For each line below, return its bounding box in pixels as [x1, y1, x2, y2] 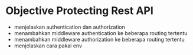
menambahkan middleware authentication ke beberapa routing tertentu [14, 29, 188, 36]
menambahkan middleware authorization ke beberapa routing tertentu [14, 36, 185, 43]
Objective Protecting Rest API [5, 4, 154, 18]
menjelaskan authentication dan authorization [14, 23, 125, 30]
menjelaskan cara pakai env [14, 42, 83, 49]
